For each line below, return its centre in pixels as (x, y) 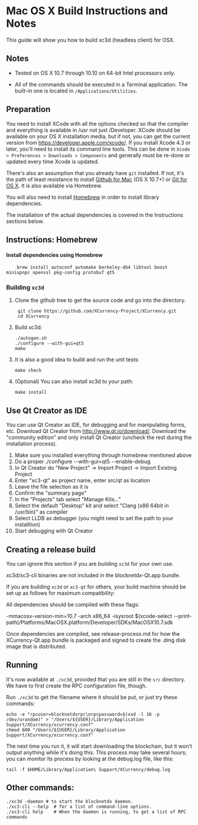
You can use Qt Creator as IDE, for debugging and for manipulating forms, (96, 425)
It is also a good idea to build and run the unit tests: (77, 359)
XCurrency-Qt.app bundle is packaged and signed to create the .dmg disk (96, 640)
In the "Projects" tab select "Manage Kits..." (68, 499)
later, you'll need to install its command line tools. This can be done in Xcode (98, 149)
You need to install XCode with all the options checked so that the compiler (98, 123)
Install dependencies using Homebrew (54, 255)
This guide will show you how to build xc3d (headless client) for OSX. (90, 40)
